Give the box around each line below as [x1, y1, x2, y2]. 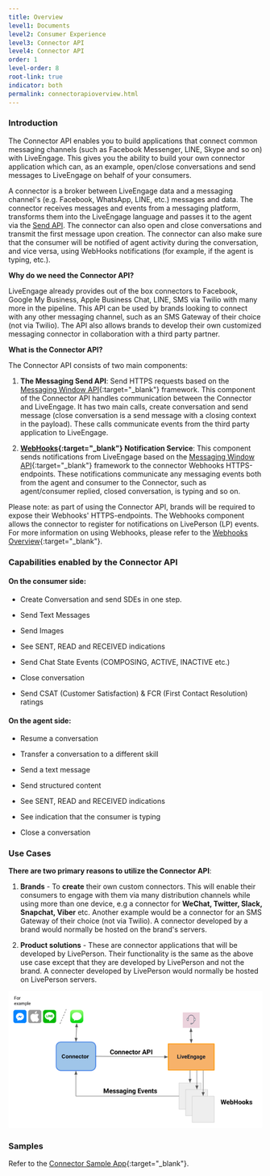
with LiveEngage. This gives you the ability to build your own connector [8, 153, 246, 163]
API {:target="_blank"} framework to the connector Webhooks [19, 460, 224, 470]
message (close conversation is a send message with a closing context [19, 410, 256, 420]
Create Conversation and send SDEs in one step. [19, 594, 183, 604]
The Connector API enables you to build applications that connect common [8, 136, 258, 146]
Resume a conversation [19, 734, 98, 743]
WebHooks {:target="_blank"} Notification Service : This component [19, 443, 251, 453]
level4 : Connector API [8, 47, 85, 56]
